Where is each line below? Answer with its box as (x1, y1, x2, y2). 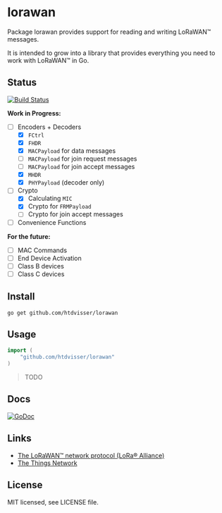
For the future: (7, 232, 51, 240)
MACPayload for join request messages (27, 154, 137, 163)
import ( (7, 347, 33, 354)
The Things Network (17, 459, 78, 467)
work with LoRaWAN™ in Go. (7, 56, 90, 64)
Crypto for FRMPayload (27, 202, 92, 211)
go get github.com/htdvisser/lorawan (7, 309, 118, 316)
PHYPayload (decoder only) (27, 178, 105, 187)
